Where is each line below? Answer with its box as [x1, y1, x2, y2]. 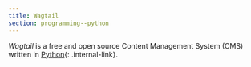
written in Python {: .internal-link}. [8, 49, 119, 59]
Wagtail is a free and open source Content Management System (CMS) [8, 41, 244, 50]
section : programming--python [8, 19, 110, 27]
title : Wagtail [8, 11, 59, 20]
